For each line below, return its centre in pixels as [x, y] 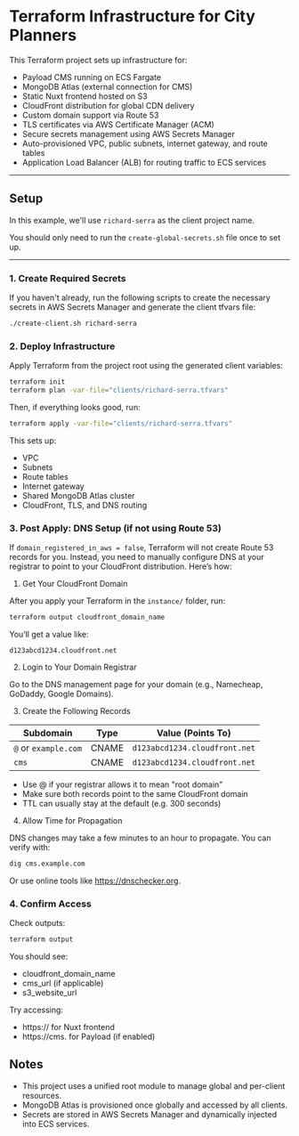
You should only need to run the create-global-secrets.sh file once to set [145, 237]
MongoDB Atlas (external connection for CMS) [107, 86]
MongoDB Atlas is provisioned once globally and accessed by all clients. [154, 1105]
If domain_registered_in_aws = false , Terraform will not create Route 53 [141, 548]
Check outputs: [37, 923]
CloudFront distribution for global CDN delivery [108, 105]
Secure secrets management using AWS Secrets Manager [129, 134]
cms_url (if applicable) [63, 983]
